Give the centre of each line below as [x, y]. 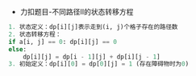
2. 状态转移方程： [35, 34]
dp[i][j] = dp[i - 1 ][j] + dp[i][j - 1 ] [92, 57]
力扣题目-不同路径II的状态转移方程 [77, 12]
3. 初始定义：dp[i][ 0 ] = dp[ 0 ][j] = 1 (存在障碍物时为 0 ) [99, 64]
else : [17, 49]
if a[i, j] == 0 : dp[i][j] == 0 [63, 42]
